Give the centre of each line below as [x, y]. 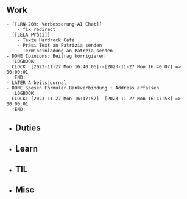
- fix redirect [37, 29]
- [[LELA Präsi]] [28, 35]
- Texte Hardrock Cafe [46, 40]
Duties [28, 128]
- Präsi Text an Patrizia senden [60, 45]
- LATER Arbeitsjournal [37, 82]
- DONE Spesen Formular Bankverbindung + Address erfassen [83, 88]
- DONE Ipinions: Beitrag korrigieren [55, 56]
